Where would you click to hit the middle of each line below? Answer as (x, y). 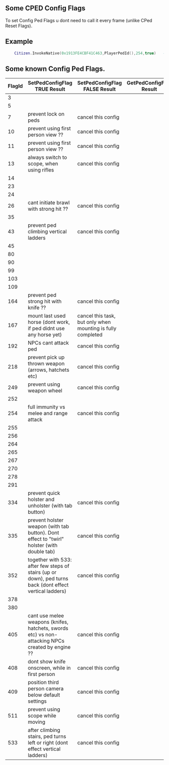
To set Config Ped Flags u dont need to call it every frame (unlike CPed (79, 20)
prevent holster (46, 520)
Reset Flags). (19, 26)
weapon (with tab (48, 527)
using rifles (41, 170)
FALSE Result (100, 89)
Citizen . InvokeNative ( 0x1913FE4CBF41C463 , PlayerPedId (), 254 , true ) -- (91, 53)
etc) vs (36, 635)
